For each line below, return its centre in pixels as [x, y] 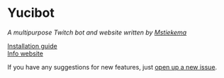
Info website [26, 53]
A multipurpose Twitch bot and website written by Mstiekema [97, 32]
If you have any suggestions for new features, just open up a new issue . [112, 67]
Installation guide [33, 46]
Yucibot [31, 13]
